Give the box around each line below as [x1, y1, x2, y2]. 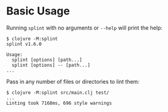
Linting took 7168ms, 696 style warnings [6, 100, 112, 106]
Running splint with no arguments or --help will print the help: [6, 24, 163, 31]
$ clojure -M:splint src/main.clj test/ [6, 89, 110, 96]
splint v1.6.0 [6, 41, 42, 47]
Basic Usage [6, 4, 70, 18]
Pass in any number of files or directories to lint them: [6, 78, 140, 85]
